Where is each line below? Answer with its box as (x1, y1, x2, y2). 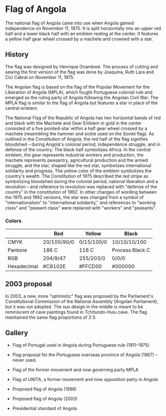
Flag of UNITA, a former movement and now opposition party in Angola (12, 376, 158, 382)
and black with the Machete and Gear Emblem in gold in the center (5, 120, 142, 126)
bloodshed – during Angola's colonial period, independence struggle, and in (5, 141, 161, 147)
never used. (12, 357, 37, 363)
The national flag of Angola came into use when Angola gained (5, 20, 134, 26)
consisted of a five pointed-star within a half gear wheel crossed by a (5, 125, 148, 131)
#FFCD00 (79, 263, 102, 270)
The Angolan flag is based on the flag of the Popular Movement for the (5, 84, 150, 90)
